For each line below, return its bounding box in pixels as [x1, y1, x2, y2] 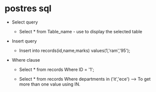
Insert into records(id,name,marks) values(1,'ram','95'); [19, 47, 130, 53]
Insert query [11, 38, 37, 44]
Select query [11, 19, 38, 25]
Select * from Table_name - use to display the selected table [19, 28, 143, 34]
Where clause [11, 57, 40, 63]
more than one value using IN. [19, 81, 80, 87]
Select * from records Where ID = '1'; [19, 67, 94, 72]
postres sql [4, 3, 52, 14]
